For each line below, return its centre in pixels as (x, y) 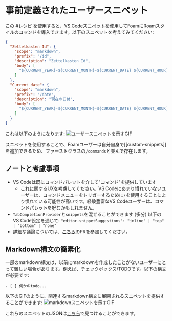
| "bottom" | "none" (35, 226)
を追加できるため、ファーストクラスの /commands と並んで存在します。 (78, 151)
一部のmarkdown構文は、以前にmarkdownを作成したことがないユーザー (81, 262)
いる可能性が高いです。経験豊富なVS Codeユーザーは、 (96, 201)
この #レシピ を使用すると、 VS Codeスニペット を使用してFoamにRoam (81, 26)
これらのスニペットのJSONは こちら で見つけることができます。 (72, 313)
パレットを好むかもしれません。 (63, 207)
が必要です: (17, 275)
